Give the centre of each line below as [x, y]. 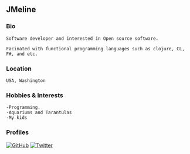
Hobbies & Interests [35, 95]
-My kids [17, 118]
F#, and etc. [22, 54]
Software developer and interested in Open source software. [82, 38]
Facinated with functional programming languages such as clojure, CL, [95, 49]
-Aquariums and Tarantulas [39, 113]
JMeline [21, 10]
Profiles [18, 132]
